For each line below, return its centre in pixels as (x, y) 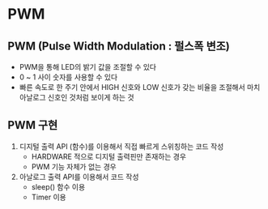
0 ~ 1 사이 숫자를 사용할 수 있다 (68, 77)
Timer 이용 (49, 197)
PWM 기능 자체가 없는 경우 (74, 166)
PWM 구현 (33, 125)
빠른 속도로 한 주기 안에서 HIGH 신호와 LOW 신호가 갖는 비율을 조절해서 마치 (140, 87)
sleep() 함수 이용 (58, 186)
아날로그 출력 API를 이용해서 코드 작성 (79, 177)
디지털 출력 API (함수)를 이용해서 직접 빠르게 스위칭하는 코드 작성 (121, 146)
